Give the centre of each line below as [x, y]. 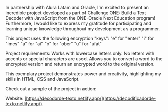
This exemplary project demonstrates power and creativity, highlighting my [83, 74]
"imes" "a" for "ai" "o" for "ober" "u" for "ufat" [54, 44]
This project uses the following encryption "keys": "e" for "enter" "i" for [80, 38]
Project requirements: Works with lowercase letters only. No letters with [80, 53]
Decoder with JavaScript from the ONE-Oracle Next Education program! [80, 18]
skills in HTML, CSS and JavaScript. [43, 79]
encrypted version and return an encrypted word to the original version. [80, 64]
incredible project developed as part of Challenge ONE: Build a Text [76, 13]
